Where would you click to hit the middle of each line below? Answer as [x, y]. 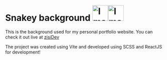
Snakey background [48, 18]
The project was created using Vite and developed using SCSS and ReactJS [83, 46]
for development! [23, 52]
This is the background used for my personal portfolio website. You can [79, 31]
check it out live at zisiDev [32, 37]
